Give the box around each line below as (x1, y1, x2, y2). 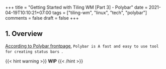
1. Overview (5, 30, 43, 38)
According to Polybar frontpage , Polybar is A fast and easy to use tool (5, 43, 159, 49)
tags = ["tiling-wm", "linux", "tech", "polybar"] (52, 10, 147, 16)
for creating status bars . (5, 48, 63, 54)
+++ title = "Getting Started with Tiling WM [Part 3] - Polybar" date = (5, 5, 148, 10)
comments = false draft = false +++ (5, 15, 79, 21)
